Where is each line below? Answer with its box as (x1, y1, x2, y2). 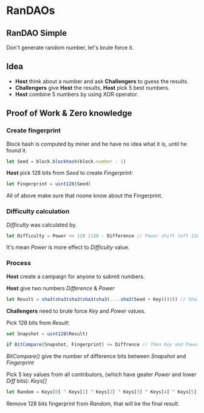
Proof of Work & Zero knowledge (6, 108, 132, 118)
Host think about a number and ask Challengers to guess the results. (15, 77, 189, 85)
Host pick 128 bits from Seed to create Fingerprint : (6, 169, 134, 177)
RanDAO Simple (6, 28, 67, 38)
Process (6, 259, 32, 267)
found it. (6, 146, 27, 154)
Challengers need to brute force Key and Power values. (6, 307, 146, 315)
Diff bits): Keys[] (6, 377, 47, 384)
